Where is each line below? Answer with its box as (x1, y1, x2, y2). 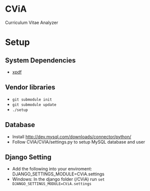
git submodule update (12, 102, 56, 107)
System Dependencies (5, 56, 76, 64)
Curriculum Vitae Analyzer (5, 20, 58, 25)
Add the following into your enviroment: (12, 166, 92, 172)
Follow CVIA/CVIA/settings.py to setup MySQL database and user (12, 139, 146, 145)
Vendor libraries (5, 83, 55, 91)
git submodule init (12, 97, 52, 102)
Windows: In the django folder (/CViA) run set (12, 176, 105, 182)
